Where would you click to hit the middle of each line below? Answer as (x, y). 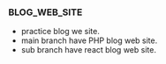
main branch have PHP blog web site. (89, 40)
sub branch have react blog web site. (88, 50)
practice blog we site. (60, 32)
